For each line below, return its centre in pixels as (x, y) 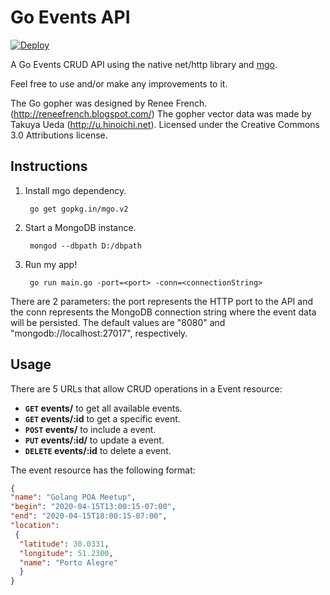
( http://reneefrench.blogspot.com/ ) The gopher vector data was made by (161, 113)
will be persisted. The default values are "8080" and (118, 322)
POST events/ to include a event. (90, 429)
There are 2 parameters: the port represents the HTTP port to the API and (161, 301)
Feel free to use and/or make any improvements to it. (119, 83)
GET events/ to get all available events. (103, 408)
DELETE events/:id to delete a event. (98, 450)
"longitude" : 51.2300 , (66, 553)
